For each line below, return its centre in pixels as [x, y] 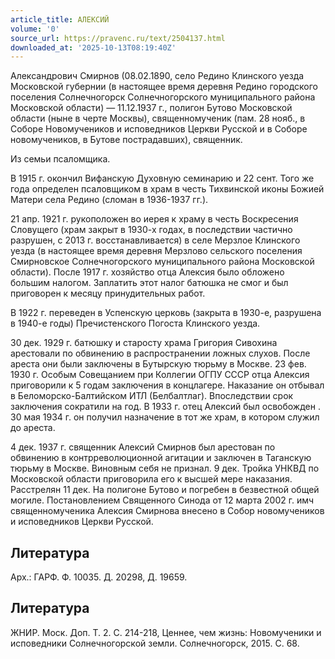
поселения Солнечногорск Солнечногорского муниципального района [163, 97]
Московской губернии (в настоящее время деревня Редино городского [164, 87]
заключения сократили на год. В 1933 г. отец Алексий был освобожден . [165, 407]
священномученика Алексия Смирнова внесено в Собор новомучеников [167, 511]
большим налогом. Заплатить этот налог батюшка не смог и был [149, 283]
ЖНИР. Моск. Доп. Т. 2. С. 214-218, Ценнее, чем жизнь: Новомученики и [166, 632]
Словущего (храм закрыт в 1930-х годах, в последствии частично [151, 230]
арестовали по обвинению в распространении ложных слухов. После [160, 353]
